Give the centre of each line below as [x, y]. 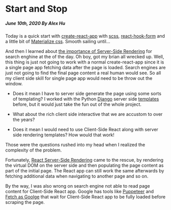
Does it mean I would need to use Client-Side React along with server [85, 130]
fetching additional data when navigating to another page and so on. [77, 176]
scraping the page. [25, 202]
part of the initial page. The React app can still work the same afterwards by [85, 171]
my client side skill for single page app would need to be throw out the [79, 78]
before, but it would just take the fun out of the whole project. [77, 104]
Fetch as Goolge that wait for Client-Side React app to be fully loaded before [85, 197]
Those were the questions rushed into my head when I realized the [75, 145]
